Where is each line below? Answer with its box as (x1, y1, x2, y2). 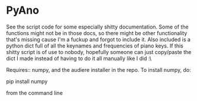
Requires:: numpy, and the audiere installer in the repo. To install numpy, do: (6, 66, 191, 73)
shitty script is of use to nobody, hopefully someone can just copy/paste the (6, 48, 192, 55)
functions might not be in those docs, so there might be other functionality (6, 29, 188, 36)
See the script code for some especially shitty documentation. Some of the (6, 23, 189, 30)
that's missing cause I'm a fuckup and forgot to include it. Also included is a (6, 36, 191, 43)
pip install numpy (6, 78, 48, 85)
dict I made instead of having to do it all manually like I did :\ (6, 55, 152, 62)
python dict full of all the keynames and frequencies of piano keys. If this (6, 42, 183, 49)
